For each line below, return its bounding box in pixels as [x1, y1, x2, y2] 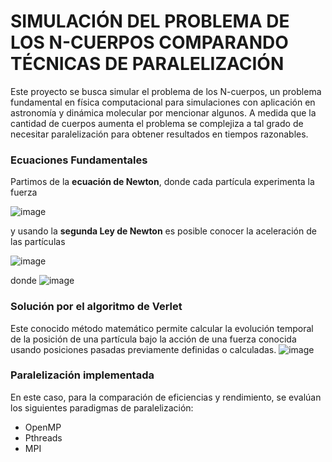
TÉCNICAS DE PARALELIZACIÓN [10, 53, 285, 75]
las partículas [10, 236, 66, 248]
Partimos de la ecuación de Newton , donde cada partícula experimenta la [10, 176, 315, 188]
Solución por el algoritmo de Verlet [10, 300, 183, 314]
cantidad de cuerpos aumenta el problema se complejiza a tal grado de [10, 117, 304, 129]
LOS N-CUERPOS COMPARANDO [10, 31, 289, 54]
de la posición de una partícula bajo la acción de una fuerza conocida [10, 333, 297, 345]
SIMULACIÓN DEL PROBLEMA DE [10, 10, 290, 33]
